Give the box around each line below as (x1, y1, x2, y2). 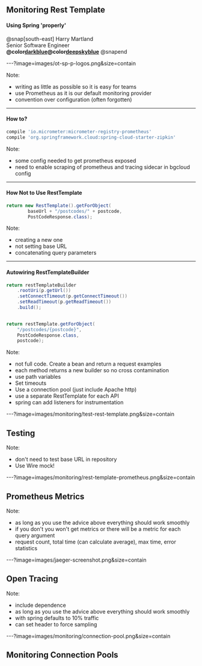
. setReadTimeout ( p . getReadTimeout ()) (17, 299, 112, 305)
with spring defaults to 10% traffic (14, 614, 99, 621)
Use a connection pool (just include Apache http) (14, 386, 137, 393)
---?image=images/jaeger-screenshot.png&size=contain (6, 556, 147, 563)
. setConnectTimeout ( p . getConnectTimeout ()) (17, 293, 128, 299)
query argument (14, 531, 55, 539)
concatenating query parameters (14, 249, 97, 256)
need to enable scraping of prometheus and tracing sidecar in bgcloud (14, 163, 191, 171)
